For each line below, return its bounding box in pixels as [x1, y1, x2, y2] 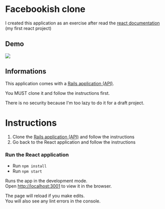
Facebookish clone [5, 3, 86, 15]
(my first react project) [5, 25, 51, 31]
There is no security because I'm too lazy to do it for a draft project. [5, 100, 144, 106]
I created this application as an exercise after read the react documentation [5, 20, 160, 26]
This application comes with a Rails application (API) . [5, 80, 114, 86]
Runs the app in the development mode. [5, 178, 87, 184]
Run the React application [5, 151, 69, 158]
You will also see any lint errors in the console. [5, 198, 101, 204]
